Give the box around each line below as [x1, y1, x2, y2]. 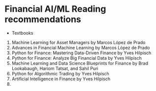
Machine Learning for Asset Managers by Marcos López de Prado [11, 39, 146, 45]
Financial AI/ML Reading [4, 3, 106, 15]
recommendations [4, 14, 82, 25]
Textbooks [11, 30, 33, 36]
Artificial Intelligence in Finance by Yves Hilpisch [11, 76, 111, 82]
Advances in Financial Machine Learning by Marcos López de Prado [11, 45, 150, 50]
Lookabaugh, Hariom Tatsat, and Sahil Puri [11, 65, 99, 71]
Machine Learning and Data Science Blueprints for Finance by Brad [11, 60, 149, 66]
